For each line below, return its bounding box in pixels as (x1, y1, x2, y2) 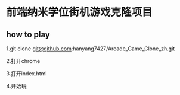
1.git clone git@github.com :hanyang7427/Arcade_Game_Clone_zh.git (6, 45, 175, 52)
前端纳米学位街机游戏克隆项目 (6, 5, 153, 19)
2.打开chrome (6, 58, 41, 64)
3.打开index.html (6, 70, 47, 77)
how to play (6, 29, 51, 39)
